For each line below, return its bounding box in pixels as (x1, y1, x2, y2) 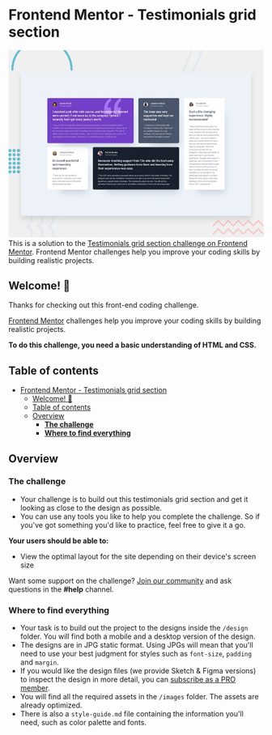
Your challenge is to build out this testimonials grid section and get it (19, 494, 249, 503)
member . (19, 683, 50, 693)
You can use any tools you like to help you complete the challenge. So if (19, 512, 261, 521)
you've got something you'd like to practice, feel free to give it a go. (19, 520, 246, 529)
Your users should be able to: (8, 536, 109, 546)
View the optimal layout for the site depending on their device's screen (19, 551, 257, 561)
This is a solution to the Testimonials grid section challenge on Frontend (8, 238, 249, 248)
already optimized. (19, 700, 83, 710)
